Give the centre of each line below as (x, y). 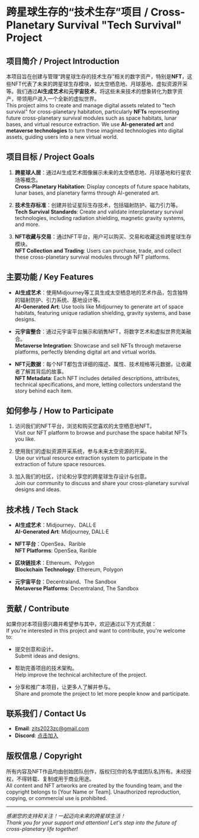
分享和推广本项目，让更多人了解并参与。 (64, 687)
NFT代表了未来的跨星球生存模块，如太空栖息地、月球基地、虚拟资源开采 (99, 84)
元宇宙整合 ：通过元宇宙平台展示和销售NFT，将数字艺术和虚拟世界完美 (100, 331)
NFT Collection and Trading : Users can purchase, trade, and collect (98, 250)
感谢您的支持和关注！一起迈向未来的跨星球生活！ (66, 815)
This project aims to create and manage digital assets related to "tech (91, 105)
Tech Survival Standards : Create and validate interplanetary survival (99, 212)
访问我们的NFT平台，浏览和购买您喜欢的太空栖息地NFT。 (85, 426)
